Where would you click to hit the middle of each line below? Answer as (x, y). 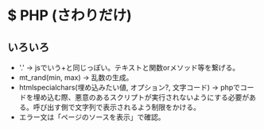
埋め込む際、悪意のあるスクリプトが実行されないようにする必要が (141, 97)
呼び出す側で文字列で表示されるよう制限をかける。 (116, 107)
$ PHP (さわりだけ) (70, 15)
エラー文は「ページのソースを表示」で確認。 (92, 117)
